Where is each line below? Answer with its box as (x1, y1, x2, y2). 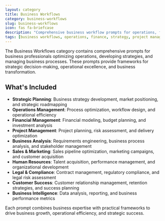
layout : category (5, 7, 41, 12)
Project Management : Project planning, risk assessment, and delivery (12, 127, 154, 133)
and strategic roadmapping (12, 101, 67, 107)
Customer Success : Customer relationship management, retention (12, 180, 147, 186)
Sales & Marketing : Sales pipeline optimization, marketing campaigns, (12, 148, 155, 154)
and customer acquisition (12, 153, 64, 160)
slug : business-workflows (5, 21, 58, 26)
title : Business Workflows (5, 12, 60, 17)
